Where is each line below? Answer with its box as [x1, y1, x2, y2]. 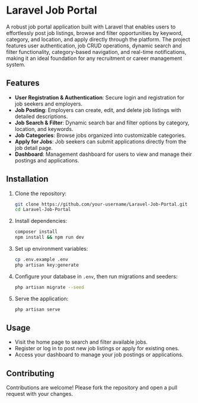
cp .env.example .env [14, 257, 68, 263]
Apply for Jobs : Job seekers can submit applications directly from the [14, 137, 187, 145]
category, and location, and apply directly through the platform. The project [6, 36, 191, 43]
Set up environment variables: [14, 245, 88, 252]
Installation [6, 174, 49, 184]
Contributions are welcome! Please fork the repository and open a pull [6, 384, 178, 391]
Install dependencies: [14, 218, 68, 225]
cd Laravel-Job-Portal [14, 207, 71, 213]
